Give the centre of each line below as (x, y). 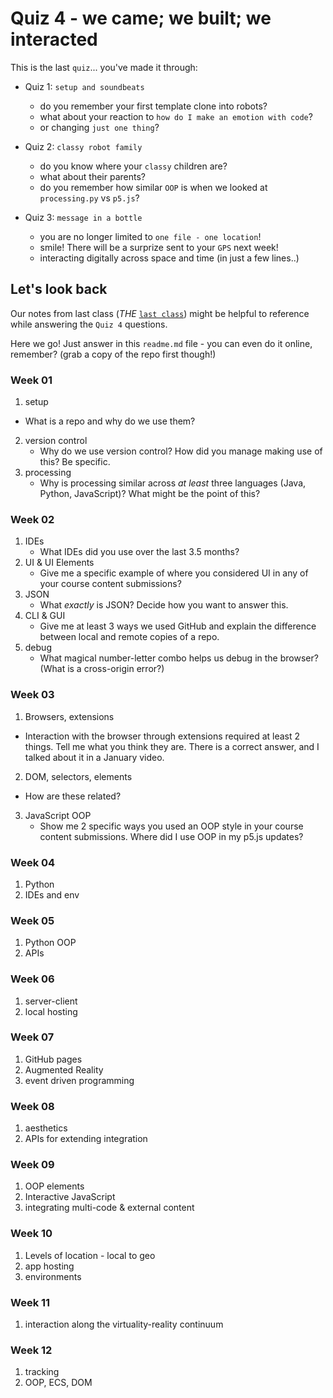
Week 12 (31, 1350)
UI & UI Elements (59, 563)
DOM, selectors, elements (78, 776)
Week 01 (31, 380)
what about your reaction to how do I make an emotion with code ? (176, 116)
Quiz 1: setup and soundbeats (84, 86)
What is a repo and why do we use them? (110, 421)
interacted (54, 39)
